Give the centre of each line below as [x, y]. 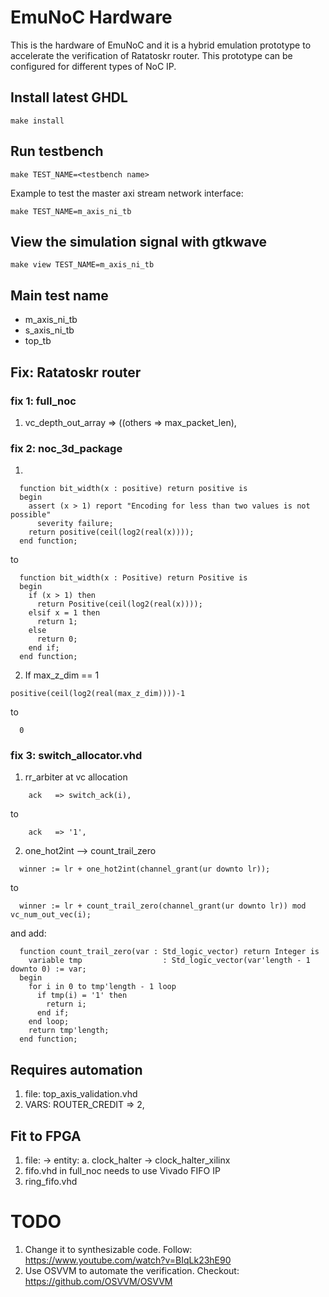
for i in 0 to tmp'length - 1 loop [102, 987]
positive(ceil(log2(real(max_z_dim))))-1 [98, 694]
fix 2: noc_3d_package [66, 448]
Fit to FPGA [46, 1136]
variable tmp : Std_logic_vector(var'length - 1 [169, 961]
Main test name [59, 295]
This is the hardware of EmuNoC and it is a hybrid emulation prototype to [161, 45]
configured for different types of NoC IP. [93, 66]
